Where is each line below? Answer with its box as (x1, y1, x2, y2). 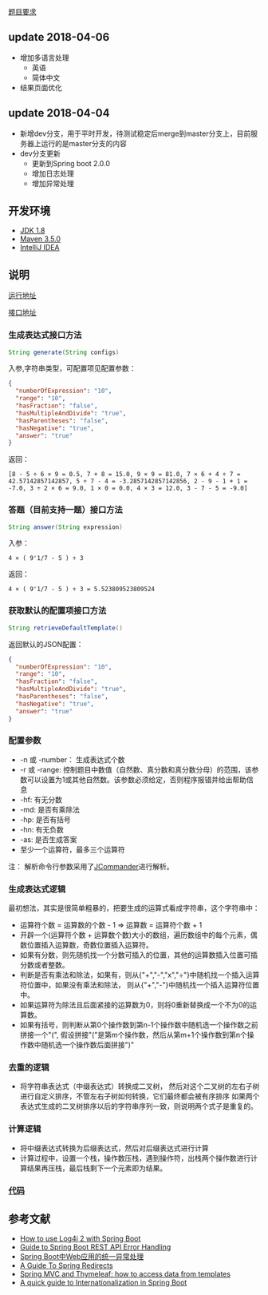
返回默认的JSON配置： (8, 639, 84, 649)
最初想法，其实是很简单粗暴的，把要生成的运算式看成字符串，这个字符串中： (8, 904, 260, 913)
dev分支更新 (19, 149, 61, 158)
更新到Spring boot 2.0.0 (31, 158, 110, 168)
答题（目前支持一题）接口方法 (8, 504, 124, 515)
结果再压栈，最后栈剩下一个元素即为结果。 (26, 1163, 167, 1173)
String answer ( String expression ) (8, 522, 124, 531)
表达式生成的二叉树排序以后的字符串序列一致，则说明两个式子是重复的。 (19, 1102, 258, 1111)
